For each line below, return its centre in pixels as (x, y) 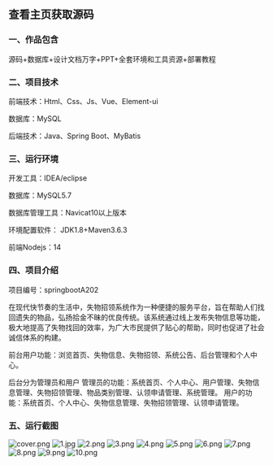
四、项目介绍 (34, 271)
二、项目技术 (34, 82)
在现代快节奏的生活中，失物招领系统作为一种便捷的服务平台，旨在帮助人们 (133, 306)
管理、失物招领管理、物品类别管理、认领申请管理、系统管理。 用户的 (130, 392)
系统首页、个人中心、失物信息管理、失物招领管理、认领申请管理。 (133, 402)
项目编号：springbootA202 (54, 289)
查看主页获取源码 (51, 15)
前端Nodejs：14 (35, 247)
